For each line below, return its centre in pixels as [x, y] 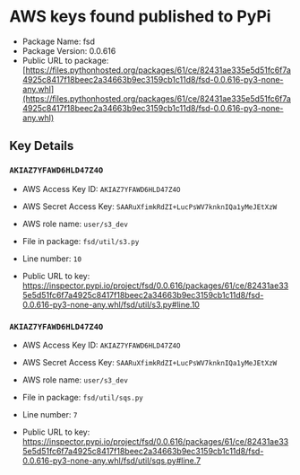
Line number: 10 [52, 259]
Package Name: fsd [59, 41]
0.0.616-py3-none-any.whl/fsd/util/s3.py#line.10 [111, 304]
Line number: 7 [50, 414]
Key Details [42, 146]
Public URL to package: [65, 60]
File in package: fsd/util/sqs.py [82, 397]
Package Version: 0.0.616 [69, 50]
